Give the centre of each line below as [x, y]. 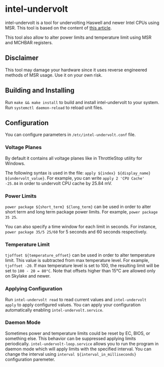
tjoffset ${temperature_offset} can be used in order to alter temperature [80, 255]
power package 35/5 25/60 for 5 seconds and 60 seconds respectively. [76, 232]
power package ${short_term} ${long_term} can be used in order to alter [78, 207]
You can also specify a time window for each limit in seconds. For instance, [81, 226]
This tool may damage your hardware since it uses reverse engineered [76, 70]
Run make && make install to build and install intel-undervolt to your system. [82, 102]
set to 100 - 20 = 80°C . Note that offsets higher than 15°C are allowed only [80, 271]
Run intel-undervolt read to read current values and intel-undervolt [76, 299]
